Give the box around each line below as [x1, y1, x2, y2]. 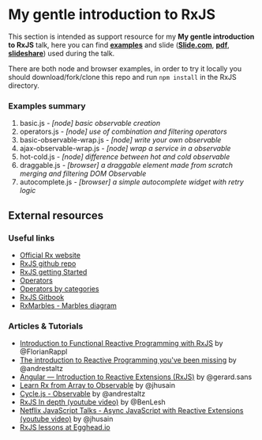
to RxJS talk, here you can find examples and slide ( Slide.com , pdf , [8, 40, 230, 49]
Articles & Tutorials [8, 321, 84, 332]
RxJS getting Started [19, 267, 88, 276]
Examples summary [8, 101, 86, 112]
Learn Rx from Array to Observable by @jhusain [19, 381, 176, 390]
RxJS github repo [19, 259, 77, 268]
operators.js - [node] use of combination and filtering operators [19, 127, 227, 136]
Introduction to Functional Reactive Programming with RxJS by [19, 339, 223, 348]
